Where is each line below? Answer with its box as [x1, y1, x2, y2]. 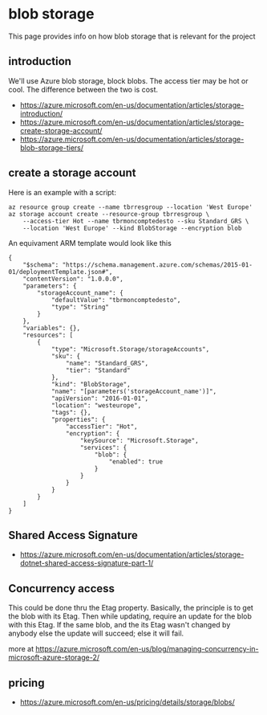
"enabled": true [108, 457, 163, 466]
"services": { [79, 443, 127, 451]
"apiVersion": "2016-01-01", [51, 394, 149, 402]
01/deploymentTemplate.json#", [8, 268, 113, 276]
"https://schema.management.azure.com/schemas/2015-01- [62, 260, 253, 269]
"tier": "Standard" [65, 366, 131, 374]
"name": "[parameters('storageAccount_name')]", [51, 387, 217, 395]
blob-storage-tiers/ [19, 142, 84, 153]
